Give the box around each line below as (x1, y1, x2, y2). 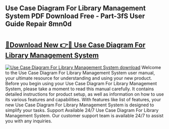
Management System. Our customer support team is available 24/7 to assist (5, 113, 163, 118)
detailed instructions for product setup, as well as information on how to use (5, 91, 164, 97)
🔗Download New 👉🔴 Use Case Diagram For (5, 40, 146, 49)
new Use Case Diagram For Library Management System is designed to (5, 102, 154, 108)
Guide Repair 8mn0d (5, 20, 72, 28)
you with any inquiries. (5, 118, 52, 124)
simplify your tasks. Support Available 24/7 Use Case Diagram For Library (5, 107, 159, 113)
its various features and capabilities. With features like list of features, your (5, 97, 161, 102)
